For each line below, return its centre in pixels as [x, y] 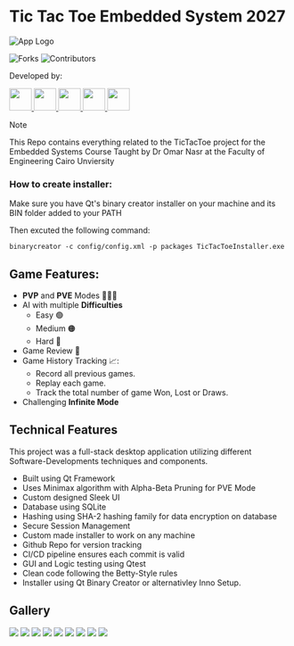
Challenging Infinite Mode [70, 402]
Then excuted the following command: [80, 230]
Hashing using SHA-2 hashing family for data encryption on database [150, 516]
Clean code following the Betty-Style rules [100, 573]
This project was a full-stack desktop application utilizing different [131, 451]
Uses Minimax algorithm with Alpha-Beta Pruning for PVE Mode [139, 487]
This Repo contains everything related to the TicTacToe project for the [137, 142]
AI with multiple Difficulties [72, 305]
